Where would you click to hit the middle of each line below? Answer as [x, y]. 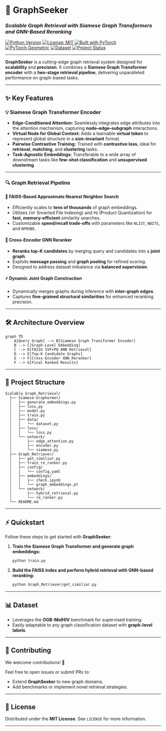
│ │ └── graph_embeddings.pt [44, 485]
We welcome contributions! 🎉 [35, 662]
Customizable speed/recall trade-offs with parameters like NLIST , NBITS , [86, 223]
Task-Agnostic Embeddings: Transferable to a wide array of [74, 155]
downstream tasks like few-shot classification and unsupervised [80, 160]
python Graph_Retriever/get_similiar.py [54, 585]
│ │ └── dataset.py [34, 424]
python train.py [29, 561]
